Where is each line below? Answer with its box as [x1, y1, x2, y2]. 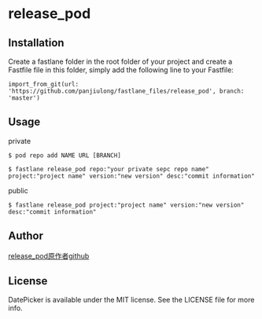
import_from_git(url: [8, 80, 79, 88]
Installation [8, 36, 65, 49]
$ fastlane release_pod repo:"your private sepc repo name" [8, 165, 210, 173]
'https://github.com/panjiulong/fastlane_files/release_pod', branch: [8, 87, 245, 95]
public [8, 185, 29, 195]
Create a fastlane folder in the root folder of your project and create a [8, 57, 233, 66]
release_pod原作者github [8, 251, 90, 260]
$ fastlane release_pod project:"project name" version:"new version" [8, 201, 245, 209]
